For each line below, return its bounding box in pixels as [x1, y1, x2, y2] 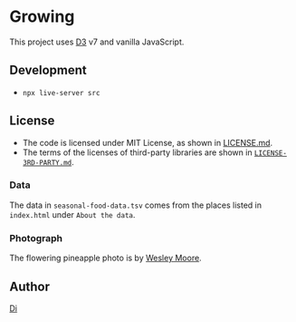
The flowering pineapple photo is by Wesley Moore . [9, 252, 202, 264]
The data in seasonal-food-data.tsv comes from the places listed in [9, 200, 263, 210]
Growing [9, 6, 75, 27]
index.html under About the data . [9, 209, 136, 220]
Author [9, 278, 50, 294]
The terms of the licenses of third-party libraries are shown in [22, 147, 253, 158]
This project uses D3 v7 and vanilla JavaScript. [9, 36, 185, 47]
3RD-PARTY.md [22, 158, 72, 167]
